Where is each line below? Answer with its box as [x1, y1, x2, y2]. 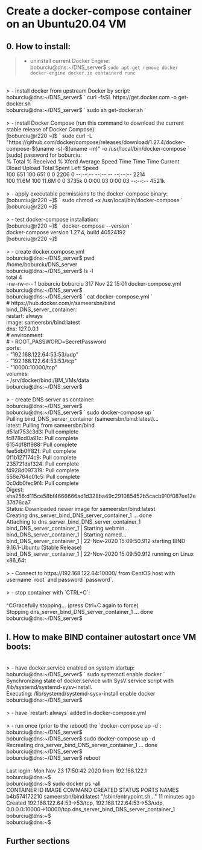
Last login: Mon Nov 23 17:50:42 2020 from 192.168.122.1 [6, 767, 147, 774]
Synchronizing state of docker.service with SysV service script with [6, 677, 174, 684]
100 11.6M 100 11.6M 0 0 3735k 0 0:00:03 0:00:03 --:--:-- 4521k [6, 177, 165, 184]
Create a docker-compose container [6, 4, 192, 18]
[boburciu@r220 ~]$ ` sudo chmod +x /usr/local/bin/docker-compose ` [6, 197, 183, 203]
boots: [6, 642, 31, 652]
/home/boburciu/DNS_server [6, 261, 78, 268]
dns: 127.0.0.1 [6, 325, 39, 332]
